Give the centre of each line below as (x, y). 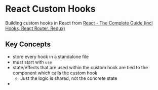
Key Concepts (28, 44)
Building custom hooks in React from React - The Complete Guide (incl (79, 23)
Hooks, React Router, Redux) (35, 28)
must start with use (32, 62)
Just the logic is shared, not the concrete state (69, 78)
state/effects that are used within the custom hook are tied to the (80, 67)
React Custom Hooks (50, 9)
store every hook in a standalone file (51, 56)
